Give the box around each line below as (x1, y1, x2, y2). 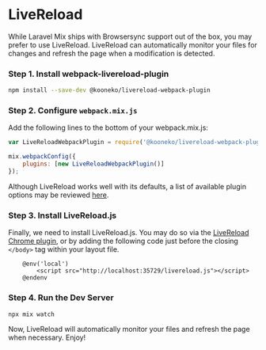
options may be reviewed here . (8, 190, 109, 200)
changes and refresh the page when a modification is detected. (8, 48, 215, 58)
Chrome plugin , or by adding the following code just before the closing (8, 236, 239, 246)
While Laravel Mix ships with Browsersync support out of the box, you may (8, 32, 253, 41)
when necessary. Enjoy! (8, 333, 86, 342)
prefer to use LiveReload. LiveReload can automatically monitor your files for (8, 40, 257, 49)
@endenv (22, 274, 47, 282)
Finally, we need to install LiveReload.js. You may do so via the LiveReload (8, 228, 249, 238)
